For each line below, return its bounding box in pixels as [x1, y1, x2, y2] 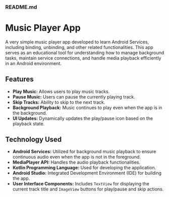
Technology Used [5, 135, 62, 144]
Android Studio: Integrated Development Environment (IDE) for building [12, 170, 162, 176]
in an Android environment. [5, 60, 62, 66]
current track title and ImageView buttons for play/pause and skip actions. [12, 186, 164, 192]
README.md [5, 4, 37, 11]
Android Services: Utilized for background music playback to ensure [12, 149, 156, 155]
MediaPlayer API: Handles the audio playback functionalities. [12, 159, 140, 165]
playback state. [12, 120, 45, 127]
